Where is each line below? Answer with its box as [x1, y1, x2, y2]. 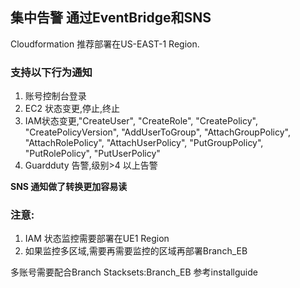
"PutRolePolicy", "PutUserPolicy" [24, 148, 161, 160]
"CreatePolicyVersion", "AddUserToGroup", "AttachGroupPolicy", [24, 126, 291, 138]
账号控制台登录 [24, 90, 87, 102]
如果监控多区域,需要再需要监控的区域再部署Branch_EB [24, 245, 248, 257]
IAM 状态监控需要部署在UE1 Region [24, 233, 170, 245]
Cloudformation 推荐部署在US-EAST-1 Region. [10, 38, 200, 50]
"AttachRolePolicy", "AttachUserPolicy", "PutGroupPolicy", [24, 137, 264, 149]
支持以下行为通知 [10, 65, 93, 79]
